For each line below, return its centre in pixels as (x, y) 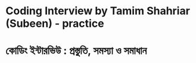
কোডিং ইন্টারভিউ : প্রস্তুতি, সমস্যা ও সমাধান (76, 51)
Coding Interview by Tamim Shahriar (98, 11)
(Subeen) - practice (55, 23)
